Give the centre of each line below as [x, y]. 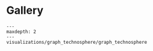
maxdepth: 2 [21, 31]
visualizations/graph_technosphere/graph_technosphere [77, 42]
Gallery [25, 10]
